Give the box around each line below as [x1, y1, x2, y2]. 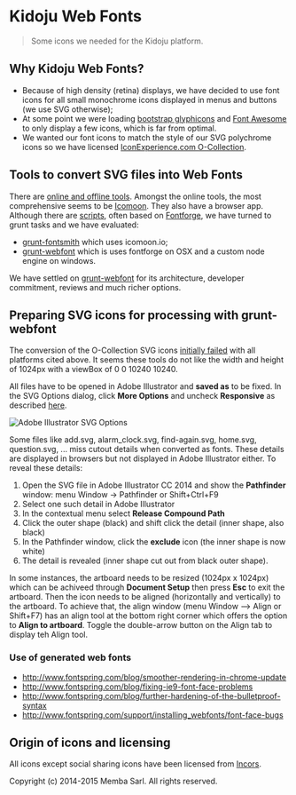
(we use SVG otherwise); [21, 104, 113, 115]
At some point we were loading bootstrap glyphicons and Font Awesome [21, 113, 287, 123]
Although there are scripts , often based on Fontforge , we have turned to [9, 210, 272, 220]
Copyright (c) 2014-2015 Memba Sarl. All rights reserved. [9, 775, 218, 787]
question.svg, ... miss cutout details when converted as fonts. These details [9, 444, 285, 455]
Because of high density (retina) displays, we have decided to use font [21, 84, 280, 95]
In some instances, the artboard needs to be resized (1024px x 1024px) [9, 573, 269, 584]
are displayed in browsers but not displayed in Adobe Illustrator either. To [9, 453, 277, 464]
